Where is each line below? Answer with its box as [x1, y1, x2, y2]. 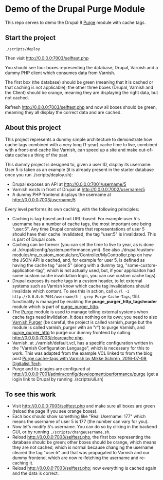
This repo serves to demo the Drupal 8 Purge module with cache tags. [5, 19, 146, 25]
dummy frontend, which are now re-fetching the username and [12, 455, 139, 461]
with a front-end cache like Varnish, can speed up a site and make [5, 147, 138, 153]
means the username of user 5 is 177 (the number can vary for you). [12, 419, 149, 424]
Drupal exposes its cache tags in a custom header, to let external [12, 278, 143, 284]
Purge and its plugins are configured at [12, 365, 91, 371]
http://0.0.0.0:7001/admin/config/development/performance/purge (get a [12, 371, 159, 377]
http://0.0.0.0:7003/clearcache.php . [12, 335, 84, 341]
